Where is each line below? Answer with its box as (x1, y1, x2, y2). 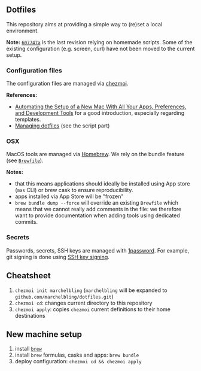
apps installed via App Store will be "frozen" (14, 193, 124, 200)
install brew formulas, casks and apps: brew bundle (14, 351, 139, 358)
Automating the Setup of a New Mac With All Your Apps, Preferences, (14, 103, 187, 110)
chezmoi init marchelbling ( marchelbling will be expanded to (14, 287, 167, 294)
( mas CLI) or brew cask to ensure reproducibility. (14, 187, 133, 194)
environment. (6, 27, 39, 34)
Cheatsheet (6, 270, 51, 281)
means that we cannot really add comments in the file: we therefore (14, 206, 182, 213)
